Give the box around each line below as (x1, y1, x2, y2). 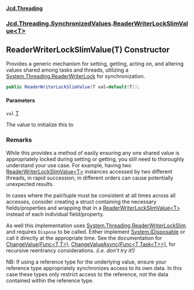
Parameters (6, 97, 35, 104)
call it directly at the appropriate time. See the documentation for (6, 234, 162, 241)
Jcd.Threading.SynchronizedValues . (6, 19, 114, 28)
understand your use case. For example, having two (6, 161, 132, 168)
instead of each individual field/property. (6, 210, 104, 217)
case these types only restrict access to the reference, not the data (6, 271, 169, 278)
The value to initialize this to (6, 121, 74, 129)
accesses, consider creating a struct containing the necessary (6, 198, 157, 205)
